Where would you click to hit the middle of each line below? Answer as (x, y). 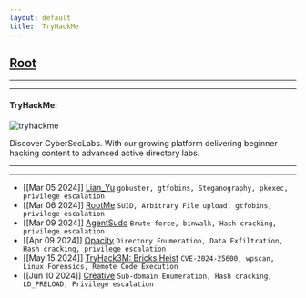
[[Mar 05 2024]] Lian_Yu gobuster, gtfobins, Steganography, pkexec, (155, 187)
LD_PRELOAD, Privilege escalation (88, 284)
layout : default (40, 18)
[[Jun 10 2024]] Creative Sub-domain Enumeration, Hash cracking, (147, 275)
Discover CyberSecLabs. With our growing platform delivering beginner (143, 143)
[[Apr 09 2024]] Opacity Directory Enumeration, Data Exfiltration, (153, 240)
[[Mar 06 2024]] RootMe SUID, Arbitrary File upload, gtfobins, (148, 204)
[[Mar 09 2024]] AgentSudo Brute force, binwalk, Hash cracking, (150, 223)
